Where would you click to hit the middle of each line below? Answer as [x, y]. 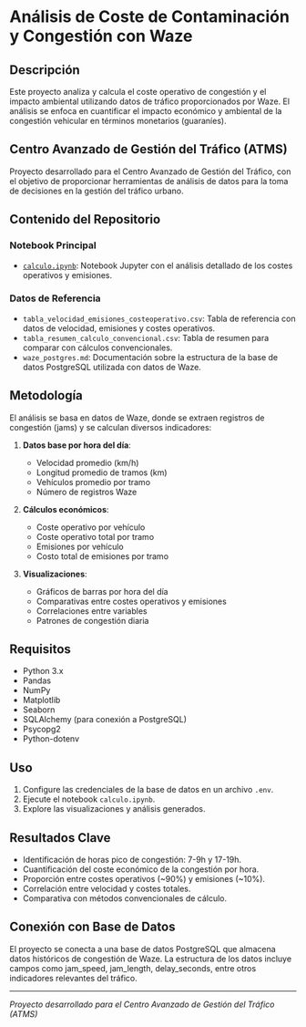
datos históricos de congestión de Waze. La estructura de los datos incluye [151, 959]
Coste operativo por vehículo [91, 527]
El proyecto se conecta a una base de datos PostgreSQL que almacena [143, 949]
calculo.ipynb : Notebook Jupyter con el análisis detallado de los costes [158, 265]
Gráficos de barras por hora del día [102, 591]
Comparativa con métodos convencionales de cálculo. [125, 898]
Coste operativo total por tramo [95, 536]
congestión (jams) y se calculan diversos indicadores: [111, 427]
